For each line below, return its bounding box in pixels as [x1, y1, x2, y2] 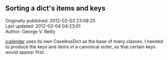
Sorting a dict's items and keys [5, 4, 106, 13]
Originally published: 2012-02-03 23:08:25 [5, 17, 95, 23]
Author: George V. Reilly [5, 28, 56, 35]
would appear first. [5, 49, 45, 55]
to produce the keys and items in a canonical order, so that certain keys [5, 43, 156, 50]
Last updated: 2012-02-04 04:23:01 [5, 23, 81, 29]
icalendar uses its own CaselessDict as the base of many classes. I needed [5, 38, 163, 44]
